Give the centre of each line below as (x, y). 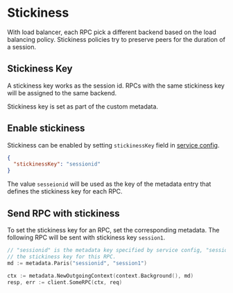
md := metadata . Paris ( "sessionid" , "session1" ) (77, 263)
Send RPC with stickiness (63, 213)
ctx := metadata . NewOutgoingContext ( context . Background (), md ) (101, 276)
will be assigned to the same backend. (62, 93)
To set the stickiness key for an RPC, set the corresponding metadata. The (113, 230)
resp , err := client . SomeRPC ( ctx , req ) (65, 282)
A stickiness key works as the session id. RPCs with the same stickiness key (116, 86)
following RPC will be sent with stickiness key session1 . (86, 237)
